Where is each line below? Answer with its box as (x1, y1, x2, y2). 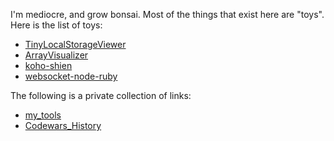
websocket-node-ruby (24, 70, 118, 82)
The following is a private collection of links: (10, 90, 192, 101)
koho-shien (24, 60, 73, 71)
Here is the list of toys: (10, 19, 103, 31)
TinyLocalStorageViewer (24, 39, 127, 50)
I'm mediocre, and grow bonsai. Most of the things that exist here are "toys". (10, 9, 325, 20)
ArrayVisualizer (24, 49, 89, 61)
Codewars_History (24, 120, 102, 131)
